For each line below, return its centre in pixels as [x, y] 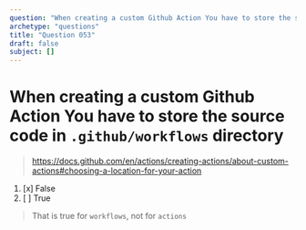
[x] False [39, 189]
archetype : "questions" [55, 26]
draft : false [34, 43]
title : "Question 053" [52, 35]
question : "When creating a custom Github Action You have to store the [150, 18]
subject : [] [32, 52]
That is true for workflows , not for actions [109, 216]
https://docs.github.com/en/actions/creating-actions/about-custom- [160, 162]
